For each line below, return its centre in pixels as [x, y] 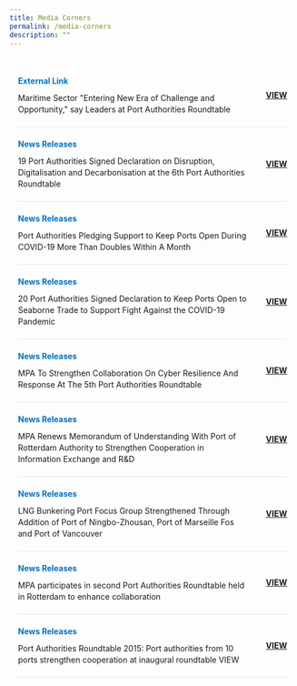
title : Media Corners [50, 18]
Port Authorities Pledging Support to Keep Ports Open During [132, 236]
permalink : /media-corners [60, 26]
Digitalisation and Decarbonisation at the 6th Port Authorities [131, 173]
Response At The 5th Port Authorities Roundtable [110, 385]
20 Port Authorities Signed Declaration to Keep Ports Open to [132, 299]
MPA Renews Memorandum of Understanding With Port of [127, 437]
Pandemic [37, 322]
